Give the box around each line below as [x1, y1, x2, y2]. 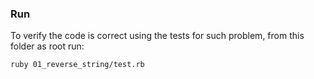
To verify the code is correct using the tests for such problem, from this [10, 30, 305, 42]
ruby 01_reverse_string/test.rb [10, 60, 145, 70]
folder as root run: [10, 40, 85, 52]
